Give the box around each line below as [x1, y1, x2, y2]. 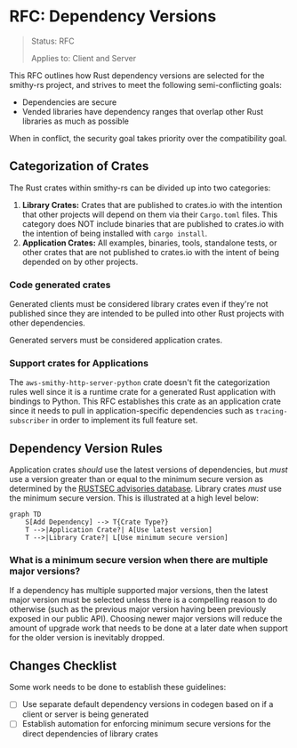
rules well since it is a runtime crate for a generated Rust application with [9, 387, 276, 398]
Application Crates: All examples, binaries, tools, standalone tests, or [21, 237, 277, 248]
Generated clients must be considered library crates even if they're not [9, 299, 269, 310]
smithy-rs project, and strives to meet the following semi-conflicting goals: [9, 79, 283, 90]
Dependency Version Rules [9, 440, 163, 455]
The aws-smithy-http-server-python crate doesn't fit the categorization [9, 377, 270, 388]
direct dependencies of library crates [21, 728, 158, 739]
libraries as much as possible [21, 116, 129, 126]
